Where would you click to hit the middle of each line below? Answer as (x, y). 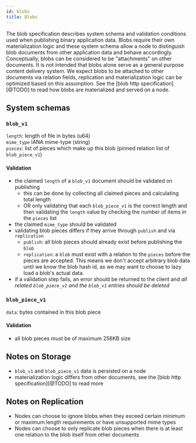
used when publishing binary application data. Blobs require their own (90, 40)
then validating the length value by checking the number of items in (105, 212)
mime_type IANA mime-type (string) (48, 142)
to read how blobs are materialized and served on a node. (100, 90)
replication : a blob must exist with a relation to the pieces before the (107, 255)
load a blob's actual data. (54, 273)
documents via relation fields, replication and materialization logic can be (94, 77)
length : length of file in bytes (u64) (48, 136)
